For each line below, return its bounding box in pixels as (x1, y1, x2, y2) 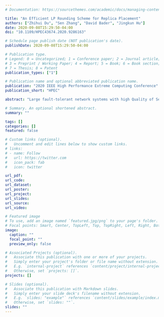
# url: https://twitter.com (5, 155, 67, 160)
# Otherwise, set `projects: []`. (5, 268, 80, 273)
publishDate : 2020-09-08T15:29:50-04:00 (5, 43, 89, 48)
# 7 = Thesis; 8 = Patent (5, 66, 58, 71)
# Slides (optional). (5, 282, 49, 287)
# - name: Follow (5, 150, 41, 156)
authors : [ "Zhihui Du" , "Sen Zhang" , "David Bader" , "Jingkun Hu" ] (5, 21, 145, 25)
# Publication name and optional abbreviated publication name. (5, 79, 139, 84)
